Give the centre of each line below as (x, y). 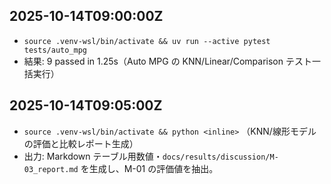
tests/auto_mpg (55, 50)
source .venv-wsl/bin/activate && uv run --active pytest (147, 41)
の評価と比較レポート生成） (81, 143)
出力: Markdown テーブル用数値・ (93, 156)
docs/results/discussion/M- (220, 157)
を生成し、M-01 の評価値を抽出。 (149, 168)
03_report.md (51, 169)
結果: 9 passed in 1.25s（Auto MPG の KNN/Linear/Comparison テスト (167, 61)
